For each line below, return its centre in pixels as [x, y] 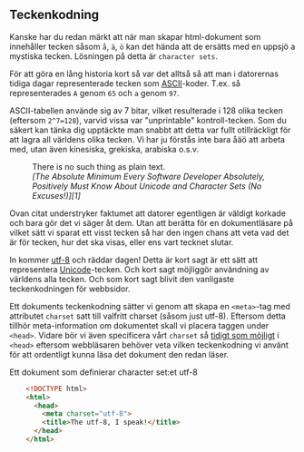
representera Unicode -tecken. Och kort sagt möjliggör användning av [139, 269]
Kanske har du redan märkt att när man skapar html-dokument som [135, 36]
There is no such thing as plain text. [99, 166]
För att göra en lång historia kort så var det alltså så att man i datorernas [144, 74]
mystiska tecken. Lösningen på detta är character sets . [113, 56]
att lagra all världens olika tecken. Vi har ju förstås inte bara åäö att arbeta [147, 139]
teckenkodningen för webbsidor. [70, 289]
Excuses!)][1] [57, 195]
